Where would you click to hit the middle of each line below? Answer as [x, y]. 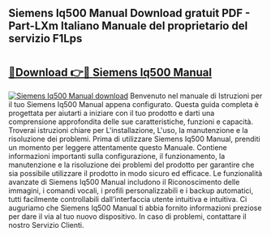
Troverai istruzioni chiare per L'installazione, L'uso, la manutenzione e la [129, 130]
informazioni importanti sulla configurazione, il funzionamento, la [117, 156]
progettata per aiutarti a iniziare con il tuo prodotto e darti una [112, 113]
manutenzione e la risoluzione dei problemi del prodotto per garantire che [131, 165]
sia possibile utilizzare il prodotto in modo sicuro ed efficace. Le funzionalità [135, 173]
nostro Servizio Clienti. [46, 225]
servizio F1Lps [45, 39]
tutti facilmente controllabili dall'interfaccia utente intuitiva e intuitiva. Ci [128, 199]
